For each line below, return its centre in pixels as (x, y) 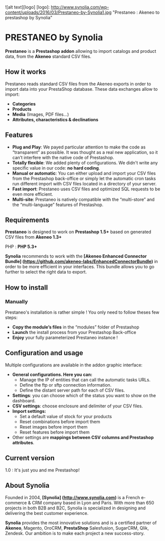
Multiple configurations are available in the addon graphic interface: (74, 365)
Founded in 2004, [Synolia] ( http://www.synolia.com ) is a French (73, 497)
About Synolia (27, 486)
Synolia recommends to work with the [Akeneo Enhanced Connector (76, 256)
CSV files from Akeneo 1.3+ (33, 237)
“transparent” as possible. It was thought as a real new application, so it (85, 152)
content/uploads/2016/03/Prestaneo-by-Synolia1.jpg (58, 12)
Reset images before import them (53, 427)
